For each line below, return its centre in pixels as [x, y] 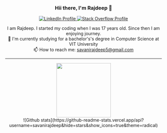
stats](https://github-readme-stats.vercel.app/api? [92, 120]
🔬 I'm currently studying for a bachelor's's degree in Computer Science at [83, 39]
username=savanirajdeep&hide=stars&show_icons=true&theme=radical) [83, 126]
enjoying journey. [83, 34]
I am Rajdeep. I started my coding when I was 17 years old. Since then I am [83, 28]
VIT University [83, 44]
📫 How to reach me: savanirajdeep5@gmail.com [83, 50]
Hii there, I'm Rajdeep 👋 [83, 8]
